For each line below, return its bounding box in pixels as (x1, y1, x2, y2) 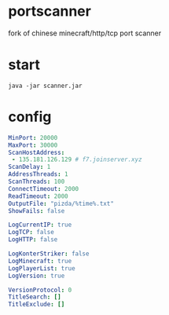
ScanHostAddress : (8, 148, 65, 156)
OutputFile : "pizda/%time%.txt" (8, 200, 114, 207)
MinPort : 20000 (8, 134, 58, 141)
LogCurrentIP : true (8, 221, 72, 229)
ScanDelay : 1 (8, 163, 51, 171)
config (8, 108, 52, 126)
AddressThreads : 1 (8, 170, 68, 178)
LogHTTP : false (8, 236, 58, 244)
